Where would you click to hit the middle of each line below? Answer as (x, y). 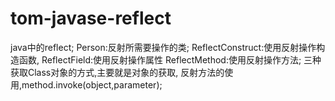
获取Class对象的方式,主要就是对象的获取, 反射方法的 (117, 72)
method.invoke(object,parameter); (92, 84)
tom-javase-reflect (91, 18)
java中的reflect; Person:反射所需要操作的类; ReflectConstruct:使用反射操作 (163, 47)
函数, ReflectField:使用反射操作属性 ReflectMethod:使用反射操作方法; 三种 (170, 59)
